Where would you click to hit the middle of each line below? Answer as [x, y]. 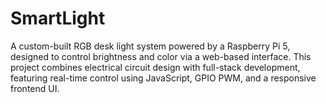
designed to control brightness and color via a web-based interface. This [161, 56]
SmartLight [58, 18]
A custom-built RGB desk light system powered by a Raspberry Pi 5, [150, 46]
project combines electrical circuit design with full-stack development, [155, 67]
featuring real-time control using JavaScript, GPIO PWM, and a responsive [163, 78]
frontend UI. [35, 88]
